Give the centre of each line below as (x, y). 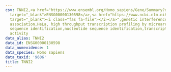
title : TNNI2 (19, 62)
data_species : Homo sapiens (35, 52)
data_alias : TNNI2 (25, 39)
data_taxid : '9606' (26, 57)
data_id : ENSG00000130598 (33, 43)
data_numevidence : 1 (27, 48)
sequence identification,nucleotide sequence (59, 29)
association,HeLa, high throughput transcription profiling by (78, 24)
